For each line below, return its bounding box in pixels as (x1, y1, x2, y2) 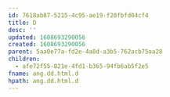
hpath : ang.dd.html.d (8, 77, 79, 84)
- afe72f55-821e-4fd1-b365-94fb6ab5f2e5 (15, 63, 149, 70)
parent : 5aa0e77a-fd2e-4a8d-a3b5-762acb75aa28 (8, 48, 163, 56)
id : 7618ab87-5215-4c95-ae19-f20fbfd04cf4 (8, 11, 149, 20)
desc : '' (8, 26, 37, 34)
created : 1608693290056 (8, 41, 86, 48)
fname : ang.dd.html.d (8, 70, 79, 77)
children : (8, 56, 41, 63)
